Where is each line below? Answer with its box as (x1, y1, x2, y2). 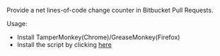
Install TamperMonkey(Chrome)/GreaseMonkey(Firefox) (16, 33, 180, 41)
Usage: (6, 20, 28, 27)
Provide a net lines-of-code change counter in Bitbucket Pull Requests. (6, 6, 214, 14)
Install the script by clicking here (16, 41, 112, 48)
